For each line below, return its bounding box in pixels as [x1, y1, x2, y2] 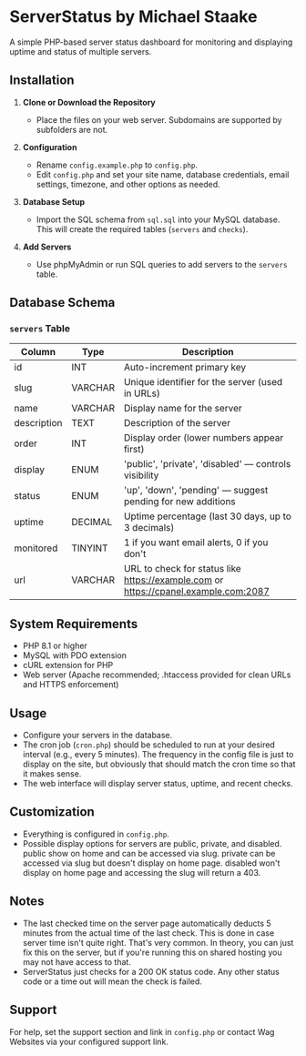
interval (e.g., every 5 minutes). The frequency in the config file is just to [22, 749, 294, 760]
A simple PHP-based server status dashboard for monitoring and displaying [9, 36, 293, 47]
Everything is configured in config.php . [22, 828, 170, 839]
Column [21, 346, 56, 359]
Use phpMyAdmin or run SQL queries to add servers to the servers [36, 259, 288, 269]
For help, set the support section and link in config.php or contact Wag [9, 1026, 275, 1037]
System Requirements [9, 616, 138, 632]
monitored [14, 542, 58, 554]
